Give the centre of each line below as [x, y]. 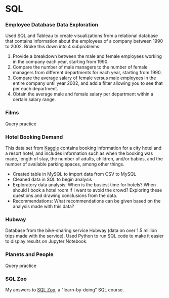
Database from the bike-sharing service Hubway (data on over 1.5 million [81, 230]
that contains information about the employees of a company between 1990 [84, 41]
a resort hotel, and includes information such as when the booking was [79, 153]
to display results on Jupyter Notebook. [46, 241]
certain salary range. [34, 100]
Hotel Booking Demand [34, 137]
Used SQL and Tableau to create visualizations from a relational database [82, 36]
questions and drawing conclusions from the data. [65, 195]
